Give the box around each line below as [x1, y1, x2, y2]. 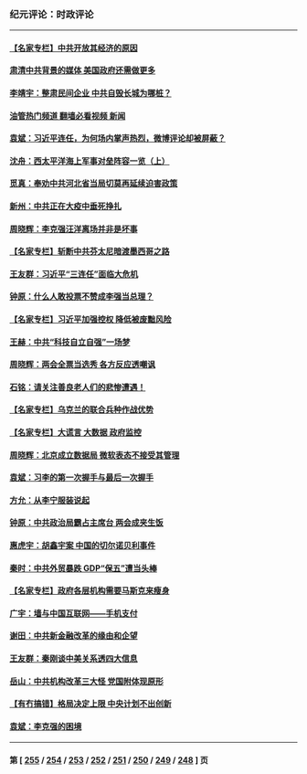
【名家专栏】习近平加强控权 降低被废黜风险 [9, 313, 172, 325]
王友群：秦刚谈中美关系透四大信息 [9, 652, 138, 663]
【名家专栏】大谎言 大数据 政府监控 [9, 427, 142, 438]
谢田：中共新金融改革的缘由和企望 [9, 631, 138, 641]
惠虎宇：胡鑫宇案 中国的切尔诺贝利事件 [9, 539, 156, 550]
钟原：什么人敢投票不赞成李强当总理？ [9, 291, 153, 302]
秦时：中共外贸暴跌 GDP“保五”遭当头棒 [9, 562, 158, 573]
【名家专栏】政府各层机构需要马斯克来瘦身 [9, 585, 170, 596]
